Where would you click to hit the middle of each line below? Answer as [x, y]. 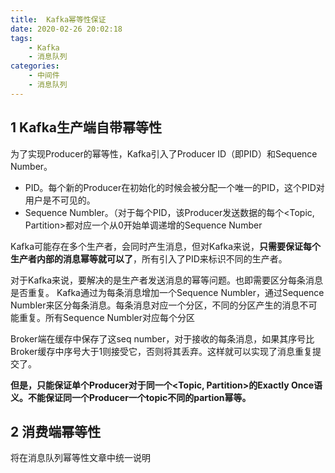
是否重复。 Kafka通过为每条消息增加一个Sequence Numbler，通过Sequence [167, 292]
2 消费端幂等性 [56, 431]
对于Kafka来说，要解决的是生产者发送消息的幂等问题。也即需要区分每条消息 [166, 280]
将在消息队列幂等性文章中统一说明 [80, 458]
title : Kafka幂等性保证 [58, 19]
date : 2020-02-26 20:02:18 [66, 29]
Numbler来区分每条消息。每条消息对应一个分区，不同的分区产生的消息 [155, 305]
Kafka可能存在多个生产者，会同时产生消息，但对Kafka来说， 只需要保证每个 [165, 246]
